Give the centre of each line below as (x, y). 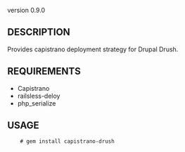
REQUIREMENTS (44, 71)
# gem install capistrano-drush (67, 141)
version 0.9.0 (26, 10)
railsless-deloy (39, 96)
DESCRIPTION (39, 32)
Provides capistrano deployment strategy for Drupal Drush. (93, 49)
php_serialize (37, 103)
